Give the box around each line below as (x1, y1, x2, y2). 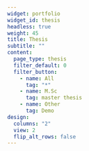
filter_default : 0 (13, 62, 67, 69)
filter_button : (13, 68, 58, 75)
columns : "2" (13, 120, 51, 127)
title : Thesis (7, 36, 49, 43)
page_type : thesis (13, 56, 67, 63)
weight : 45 (7, 29, 39, 37)
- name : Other (19, 101, 60, 108)
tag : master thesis (25, 95, 82, 102)
